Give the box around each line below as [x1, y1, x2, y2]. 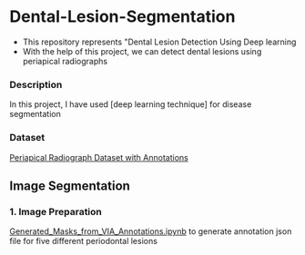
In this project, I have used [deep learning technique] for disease [9, 99, 252, 110]
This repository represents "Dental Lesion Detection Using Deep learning [22, 36, 297, 47]
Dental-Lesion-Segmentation [9, 6, 236, 27]
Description [9, 78, 63, 91]
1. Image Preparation [9, 205, 103, 218]
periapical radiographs [22, 55, 107, 66]
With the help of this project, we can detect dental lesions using [22, 45, 262, 56]
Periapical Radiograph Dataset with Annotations [9, 152, 188, 162]
